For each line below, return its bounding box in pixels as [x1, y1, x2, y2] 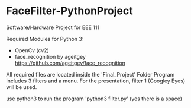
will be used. [6, 83, 37, 90]
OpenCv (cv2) [14, 46, 49, 54]
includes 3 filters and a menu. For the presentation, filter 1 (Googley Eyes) [6, 77, 186, 84]
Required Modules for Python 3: [6, 35, 84, 42]
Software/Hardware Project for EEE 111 [6, 24, 99, 31]
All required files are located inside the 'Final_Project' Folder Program [6, 71, 175, 78]
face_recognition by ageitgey [14, 53, 86, 60]
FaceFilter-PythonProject [6, 4, 133, 18]
